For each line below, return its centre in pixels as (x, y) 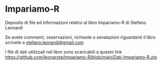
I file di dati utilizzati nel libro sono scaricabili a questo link (64, 52)
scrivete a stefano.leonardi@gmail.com (45, 42)
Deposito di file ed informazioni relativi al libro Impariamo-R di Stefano (76, 22)
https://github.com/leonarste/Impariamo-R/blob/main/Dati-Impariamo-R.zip (81, 57)
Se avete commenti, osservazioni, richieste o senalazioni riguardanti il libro (80, 37)
